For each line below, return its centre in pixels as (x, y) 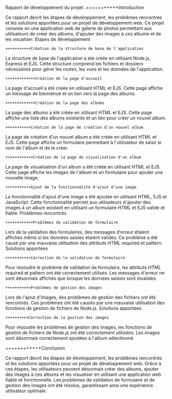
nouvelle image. (22, 178)
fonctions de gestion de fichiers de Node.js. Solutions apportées (73, 308)
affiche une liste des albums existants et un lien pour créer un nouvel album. (86, 118)
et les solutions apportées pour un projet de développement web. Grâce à (83, 364)
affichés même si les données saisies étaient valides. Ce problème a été (82, 238)
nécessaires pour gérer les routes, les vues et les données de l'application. (85, 69)
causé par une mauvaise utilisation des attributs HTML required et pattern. (84, 243)
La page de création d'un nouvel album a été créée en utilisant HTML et (81, 137)
